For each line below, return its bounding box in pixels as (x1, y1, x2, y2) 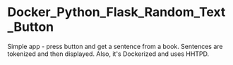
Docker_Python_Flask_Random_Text (7, 4, 226, 20)
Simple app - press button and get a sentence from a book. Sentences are (7, 42, 223, 50)
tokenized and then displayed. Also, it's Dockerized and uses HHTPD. (7, 50, 210, 58)
